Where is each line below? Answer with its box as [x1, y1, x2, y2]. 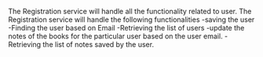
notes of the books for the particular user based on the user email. [8, 31, 223, 41]
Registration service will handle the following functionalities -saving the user [8, 15, 255, 24]
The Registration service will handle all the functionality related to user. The [8, 7, 252, 16]
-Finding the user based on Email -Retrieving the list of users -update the [8, 23, 245, 32]
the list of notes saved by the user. [42, 40, 155, 49]
